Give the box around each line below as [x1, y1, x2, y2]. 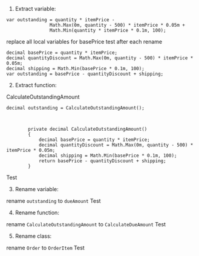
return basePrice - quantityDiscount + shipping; [38, 158, 166, 164]
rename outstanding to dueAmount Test [6, 197, 101, 205]
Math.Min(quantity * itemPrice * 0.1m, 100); [49, 27, 166, 33]
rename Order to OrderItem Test [6, 245, 85, 251]
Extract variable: [15, 5, 56, 12]
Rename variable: [15, 186, 59, 192]
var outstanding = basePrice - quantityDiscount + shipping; [6, 71, 164, 77]
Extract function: [15, 82, 57, 88]
